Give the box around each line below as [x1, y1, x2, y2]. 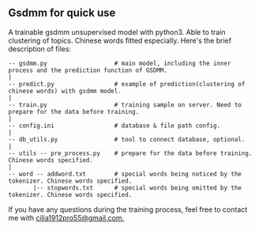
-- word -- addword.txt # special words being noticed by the [8, 170, 242, 178]
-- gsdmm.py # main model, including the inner [8, 59, 231, 67]
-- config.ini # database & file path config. [8, 122, 221, 130]
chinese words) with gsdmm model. [8, 87, 122, 95]
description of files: [8, 43, 72, 54]
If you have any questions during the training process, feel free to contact [8, 205, 248, 214]
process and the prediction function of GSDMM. [8, 66, 168, 74]
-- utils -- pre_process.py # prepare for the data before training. [8, 149, 253, 157]
